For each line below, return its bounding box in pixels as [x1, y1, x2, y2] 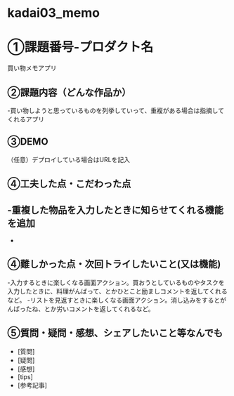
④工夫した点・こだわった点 [7, 178, 131, 190]
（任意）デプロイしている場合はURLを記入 [7, 155, 130, 164]
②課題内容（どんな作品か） [7, 86, 131, 98]
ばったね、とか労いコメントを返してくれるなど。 [13, 304, 155, 313]
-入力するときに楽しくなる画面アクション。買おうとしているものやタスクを [7, 278, 225, 286]
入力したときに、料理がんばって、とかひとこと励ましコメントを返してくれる [7, 286, 228, 296]
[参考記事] [17, 381, 48, 389]
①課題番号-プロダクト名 [7, 39, 154, 55]
